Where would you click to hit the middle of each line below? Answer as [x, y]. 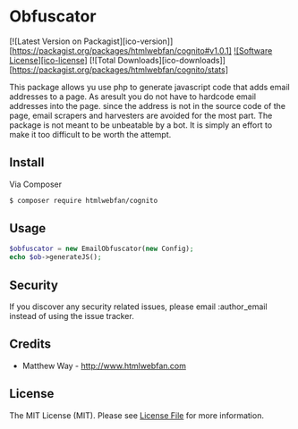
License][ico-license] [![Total [63, 60]
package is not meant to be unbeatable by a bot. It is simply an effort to [141, 125]
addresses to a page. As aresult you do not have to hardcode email [133, 97]
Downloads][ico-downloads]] [172, 60]
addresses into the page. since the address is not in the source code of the [148, 105]
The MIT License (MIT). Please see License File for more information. [136, 415]
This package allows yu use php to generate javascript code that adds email [149, 87]
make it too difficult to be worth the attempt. [90, 134]
